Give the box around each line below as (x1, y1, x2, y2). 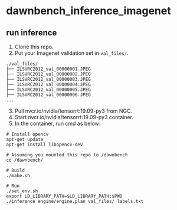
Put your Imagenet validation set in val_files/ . (14, 50, 129, 57)
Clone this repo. (14, 43, 54, 50)
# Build (6, 168, 25, 173)
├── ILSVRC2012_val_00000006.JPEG (6, 92, 91, 98)
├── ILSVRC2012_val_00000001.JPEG (6, 66, 91, 72)
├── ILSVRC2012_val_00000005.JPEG (6, 87, 91, 93)
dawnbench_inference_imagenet (6, 4, 171, 18)
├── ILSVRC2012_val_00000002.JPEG (6, 71, 91, 77)
